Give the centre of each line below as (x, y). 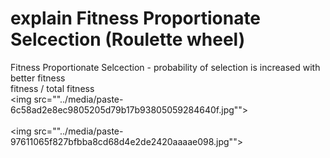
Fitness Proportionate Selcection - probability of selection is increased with (165, 67)
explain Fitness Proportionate (136, 18)
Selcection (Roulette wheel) (128, 39)
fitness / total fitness (52, 88)
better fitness (38, 78)
